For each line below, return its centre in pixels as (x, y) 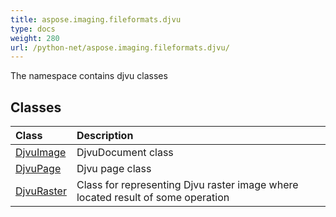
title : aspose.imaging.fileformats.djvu (96, 19)
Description (105, 136)
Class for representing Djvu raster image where (187, 185)
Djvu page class (114, 169)
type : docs (33, 29)
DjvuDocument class (125, 153)
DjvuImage (41, 153)
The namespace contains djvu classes (89, 76)
